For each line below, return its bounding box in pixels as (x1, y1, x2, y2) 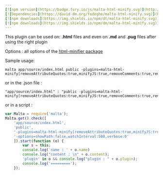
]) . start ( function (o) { (14, 139, 64, 143)
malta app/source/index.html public (5, 67, 79, 72)
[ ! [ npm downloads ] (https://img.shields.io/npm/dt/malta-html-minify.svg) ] (5, 16, 160, 21)
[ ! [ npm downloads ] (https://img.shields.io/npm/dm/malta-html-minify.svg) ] (5, 20, 160, 26)
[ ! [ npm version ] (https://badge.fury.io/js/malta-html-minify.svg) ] (5, 7, 145, 12)
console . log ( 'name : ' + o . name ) (22, 147, 90, 153)
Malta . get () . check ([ (5, 116, 47, 121)
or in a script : (5, 102, 33, 108)
